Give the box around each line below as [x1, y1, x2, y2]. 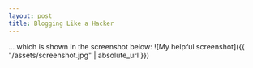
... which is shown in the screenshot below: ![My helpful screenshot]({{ [8, 41, 246, 51]
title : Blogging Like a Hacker [8, 19, 114, 28]
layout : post [8, 11, 53, 20]
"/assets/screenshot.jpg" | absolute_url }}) [8, 50, 150, 60]
